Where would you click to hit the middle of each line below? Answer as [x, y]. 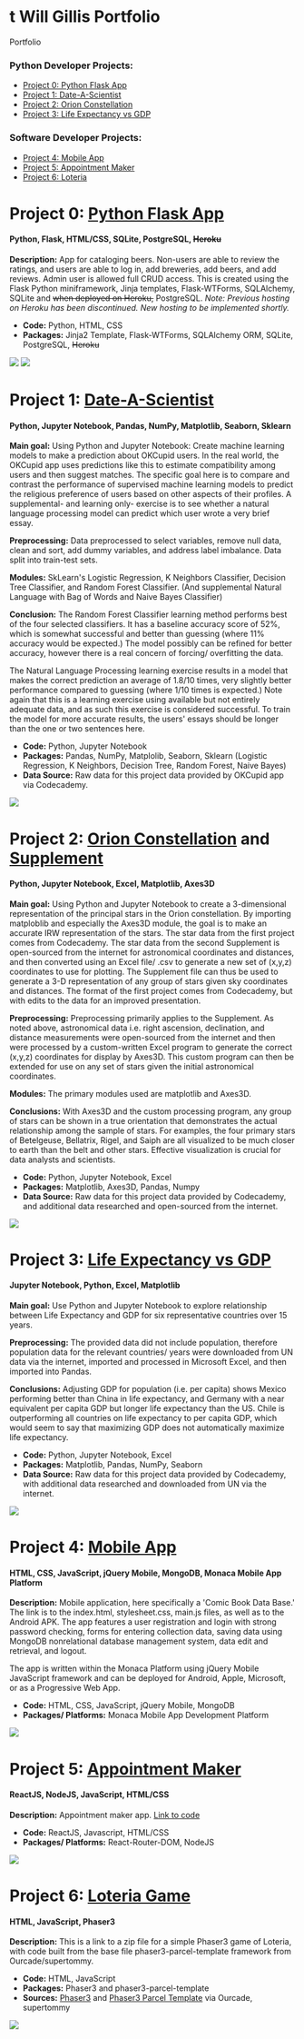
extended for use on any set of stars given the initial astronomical [132, 1066]
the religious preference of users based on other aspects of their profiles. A [151, 494]
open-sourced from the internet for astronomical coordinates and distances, [152, 952]
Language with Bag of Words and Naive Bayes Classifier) [116, 597]
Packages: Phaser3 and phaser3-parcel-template [116, 1988]
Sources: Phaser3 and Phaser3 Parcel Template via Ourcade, [137, 1998]
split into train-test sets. [54, 560]
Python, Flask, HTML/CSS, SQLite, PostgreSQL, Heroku [116, 239]
